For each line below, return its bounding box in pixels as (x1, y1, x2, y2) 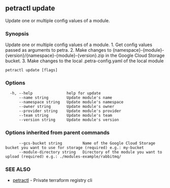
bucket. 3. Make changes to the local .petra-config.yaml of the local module (5, 58, 164, 64)
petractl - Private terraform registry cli (12, 177, 92, 183)
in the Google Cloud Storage (105, 53, 165, 59)
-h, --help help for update (10, 91, 101, 96)
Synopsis (5, 30, 29, 37)
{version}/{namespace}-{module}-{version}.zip (5, 53, 105, 59)
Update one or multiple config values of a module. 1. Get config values (5, 42, 152, 48)
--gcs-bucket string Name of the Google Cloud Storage (18, 140, 156, 146)
